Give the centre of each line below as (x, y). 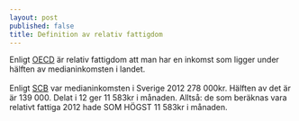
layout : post (34, 17)
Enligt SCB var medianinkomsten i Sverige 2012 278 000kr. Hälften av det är (150, 88)
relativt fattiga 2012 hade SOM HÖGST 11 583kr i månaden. (118, 108)
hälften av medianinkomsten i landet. (77, 69)
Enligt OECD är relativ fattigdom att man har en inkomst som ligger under (144, 60)
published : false (42, 26)
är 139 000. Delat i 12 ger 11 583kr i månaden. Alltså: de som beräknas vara (148, 98)
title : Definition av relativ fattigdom (86, 34)
